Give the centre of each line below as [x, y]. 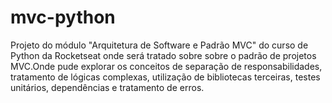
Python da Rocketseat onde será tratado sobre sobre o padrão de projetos [163, 55]
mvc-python [63, 17]
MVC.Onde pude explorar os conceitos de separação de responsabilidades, [166, 66]
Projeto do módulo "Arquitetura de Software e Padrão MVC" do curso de [159, 45]
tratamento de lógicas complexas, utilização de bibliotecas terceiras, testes [165, 77]
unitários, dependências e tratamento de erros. [107, 87]
